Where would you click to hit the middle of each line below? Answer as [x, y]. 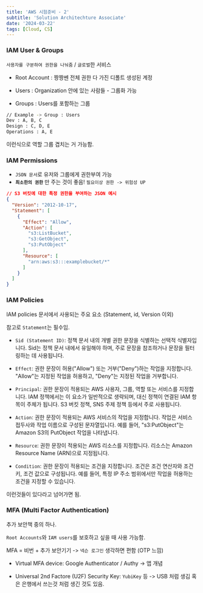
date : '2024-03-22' [31, 23]
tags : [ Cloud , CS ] [29, 29]
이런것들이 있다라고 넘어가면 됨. [44, 494]
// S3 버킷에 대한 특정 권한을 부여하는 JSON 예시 [61, 194]
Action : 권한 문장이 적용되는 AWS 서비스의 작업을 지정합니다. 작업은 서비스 [104, 417]
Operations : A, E [29, 132]
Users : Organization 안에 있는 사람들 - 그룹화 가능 [76, 90]
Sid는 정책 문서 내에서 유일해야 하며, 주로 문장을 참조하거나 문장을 [106, 348]
